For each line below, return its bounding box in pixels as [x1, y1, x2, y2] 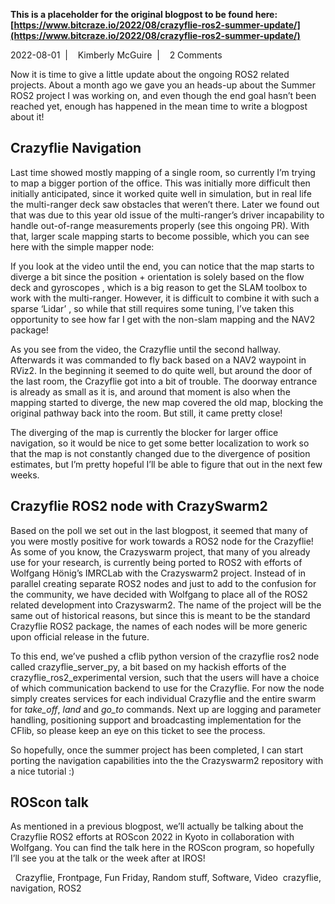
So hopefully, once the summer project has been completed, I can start [10, 744, 303, 756]
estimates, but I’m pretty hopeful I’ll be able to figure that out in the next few [10, 458, 323, 470]
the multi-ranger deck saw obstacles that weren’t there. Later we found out [10, 198, 320, 210]
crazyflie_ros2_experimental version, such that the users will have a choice [10, 671, 320, 683]
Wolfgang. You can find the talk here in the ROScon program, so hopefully [10, 842, 315, 854]
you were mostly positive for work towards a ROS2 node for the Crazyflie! [10, 535, 314, 547]
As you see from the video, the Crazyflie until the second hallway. [10, 343, 282, 355]
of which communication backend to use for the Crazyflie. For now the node [10, 682, 325, 694]
